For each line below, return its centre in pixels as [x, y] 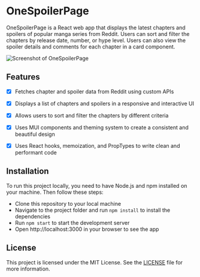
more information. [28, 269]
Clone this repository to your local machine [68, 203]
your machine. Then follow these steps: [55, 192]
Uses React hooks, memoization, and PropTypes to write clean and [97, 146]
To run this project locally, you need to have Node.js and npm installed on [97, 185]
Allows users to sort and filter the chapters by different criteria [92, 115]
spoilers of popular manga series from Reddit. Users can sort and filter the [98, 34]
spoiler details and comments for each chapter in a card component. [91, 47]
